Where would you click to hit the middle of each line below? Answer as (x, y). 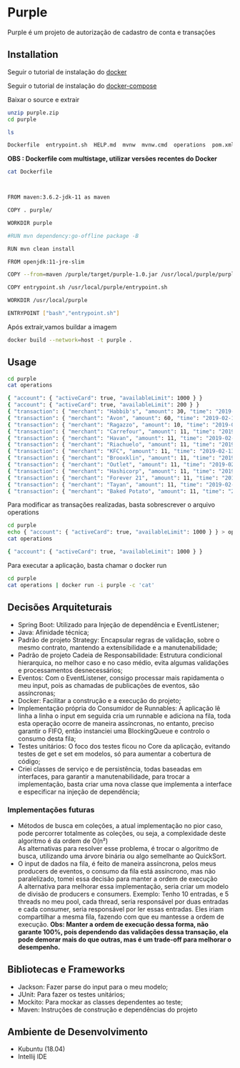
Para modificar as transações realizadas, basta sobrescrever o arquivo (111, 505)
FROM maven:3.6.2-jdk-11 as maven (59, 197)
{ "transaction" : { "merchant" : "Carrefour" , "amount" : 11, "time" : (111, 431)
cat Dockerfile (30, 172)
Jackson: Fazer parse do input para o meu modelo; (93, 987)
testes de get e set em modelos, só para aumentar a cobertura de (114, 754)
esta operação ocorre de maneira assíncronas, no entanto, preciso (116, 723)
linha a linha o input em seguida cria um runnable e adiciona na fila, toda (124, 716)
